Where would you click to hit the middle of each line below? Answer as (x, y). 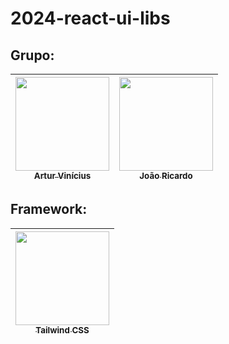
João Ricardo (166, 175)
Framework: (49, 209)
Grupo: (32, 55)
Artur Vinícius (62, 175)
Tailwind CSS (62, 330)
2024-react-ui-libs (90, 18)
